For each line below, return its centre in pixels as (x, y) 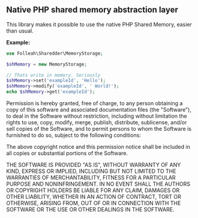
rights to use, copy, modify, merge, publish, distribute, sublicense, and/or (97, 123)
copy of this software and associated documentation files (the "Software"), (99, 110)
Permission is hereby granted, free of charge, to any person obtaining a (94, 103)
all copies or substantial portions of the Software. (67, 153)
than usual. (20, 31)
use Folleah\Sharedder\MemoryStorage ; (55, 53)
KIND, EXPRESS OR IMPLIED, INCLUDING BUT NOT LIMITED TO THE (91, 171)
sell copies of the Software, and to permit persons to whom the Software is (99, 129)
